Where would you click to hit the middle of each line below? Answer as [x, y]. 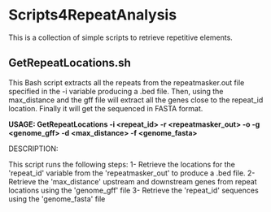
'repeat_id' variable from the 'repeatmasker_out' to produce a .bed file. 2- [132, 173]
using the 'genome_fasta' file [57, 199]
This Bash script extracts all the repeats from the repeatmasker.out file [127, 82]
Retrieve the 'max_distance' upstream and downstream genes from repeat [133, 181]
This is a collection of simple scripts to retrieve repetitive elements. [121, 37]
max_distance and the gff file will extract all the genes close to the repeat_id [136, 100]
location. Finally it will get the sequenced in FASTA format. [106, 108]
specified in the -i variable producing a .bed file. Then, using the [116, 91]
